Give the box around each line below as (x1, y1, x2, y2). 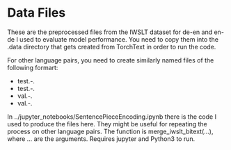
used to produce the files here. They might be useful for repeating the (7, 119, 207, 128)
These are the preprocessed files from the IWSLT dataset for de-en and (7, 28, 213, 36)
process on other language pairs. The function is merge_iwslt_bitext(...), (7, 127, 214, 135)
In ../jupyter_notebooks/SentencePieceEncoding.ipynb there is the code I (7, 112, 217, 121)
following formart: (7, 63, 58, 72)
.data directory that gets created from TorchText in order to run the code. (7, 42, 216, 51)
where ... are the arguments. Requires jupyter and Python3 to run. (7, 134, 196, 143)
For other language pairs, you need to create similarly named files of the (7, 56, 214, 64)
